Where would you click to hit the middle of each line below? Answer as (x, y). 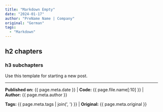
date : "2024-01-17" (25, 14)
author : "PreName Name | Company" (40, 18)
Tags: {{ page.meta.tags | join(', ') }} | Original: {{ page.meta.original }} (76, 104)
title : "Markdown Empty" (30, 9)
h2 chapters (24, 51)
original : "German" (25, 23)
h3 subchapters (24, 65)
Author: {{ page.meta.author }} (36, 95)
